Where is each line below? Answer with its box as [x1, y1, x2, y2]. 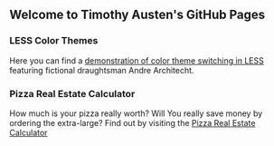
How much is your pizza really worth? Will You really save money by [9, 108, 263, 119]
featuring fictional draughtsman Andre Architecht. [9, 64, 194, 75]
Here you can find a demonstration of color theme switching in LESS [9, 54, 264, 66]
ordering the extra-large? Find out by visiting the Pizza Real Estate [9, 117, 256, 128]
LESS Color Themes [9, 34, 99, 47]
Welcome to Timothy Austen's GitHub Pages [9, 7, 266, 23]
